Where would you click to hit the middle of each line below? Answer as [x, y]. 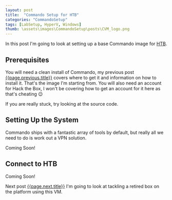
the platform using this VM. [34, 192]
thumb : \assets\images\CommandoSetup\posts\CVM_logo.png [68, 29]
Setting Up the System [42, 120]
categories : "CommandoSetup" [36, 19]
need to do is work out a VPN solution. [46, 138]
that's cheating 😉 [24, 94]
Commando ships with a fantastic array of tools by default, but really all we [84, 132]
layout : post [19, 10]
